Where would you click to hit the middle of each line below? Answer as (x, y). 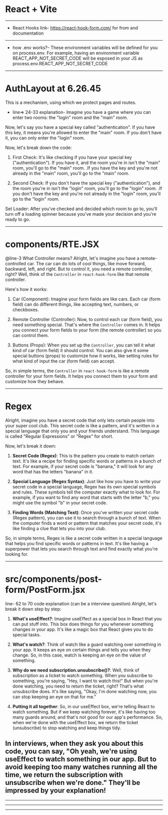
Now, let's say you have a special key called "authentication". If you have (80, 127)
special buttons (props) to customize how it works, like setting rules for (85, 356)
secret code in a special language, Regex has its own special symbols (84, 486)
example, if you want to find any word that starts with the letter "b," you (86, 497)
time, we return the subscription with (64, 775)
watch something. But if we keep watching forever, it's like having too (84, 712)
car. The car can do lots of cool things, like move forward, (86, 263)
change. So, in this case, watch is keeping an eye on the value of (79, 655)
